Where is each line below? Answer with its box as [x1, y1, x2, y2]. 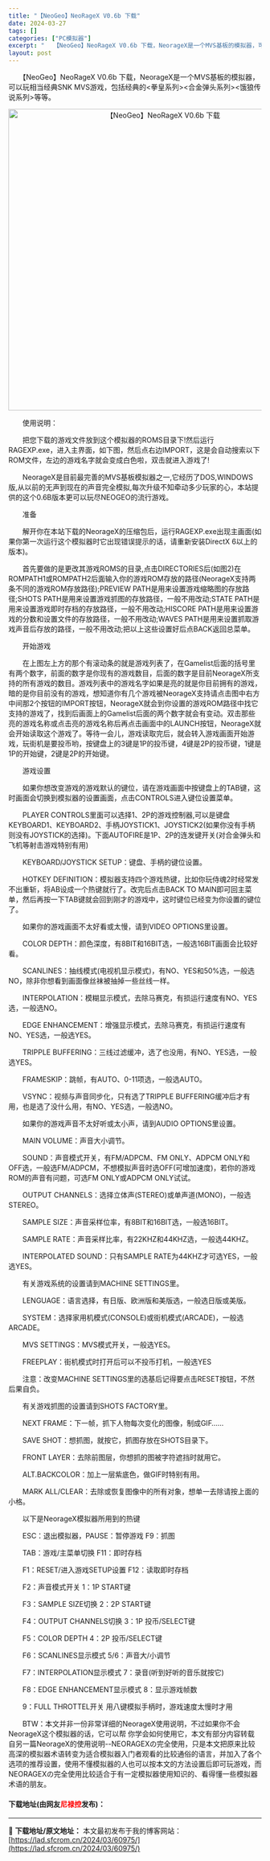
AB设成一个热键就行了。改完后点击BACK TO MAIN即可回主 [50, 885, 245, 894]
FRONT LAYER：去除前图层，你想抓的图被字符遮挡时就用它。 [22, 1452, 225, 1462]
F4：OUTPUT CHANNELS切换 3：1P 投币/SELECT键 [22, 1617, 195, 1625]
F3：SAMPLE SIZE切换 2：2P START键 [22, 1600, 151, 1608]
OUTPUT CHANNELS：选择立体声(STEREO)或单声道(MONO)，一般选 [22, 1190, 252, 1199]
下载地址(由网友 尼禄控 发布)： [8, 1799, 106, 1809]
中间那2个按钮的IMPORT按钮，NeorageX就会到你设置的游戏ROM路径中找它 [8, 699, 259, 708]
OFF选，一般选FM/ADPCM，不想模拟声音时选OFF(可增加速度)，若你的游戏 [8, 1163, 256, 1173]
